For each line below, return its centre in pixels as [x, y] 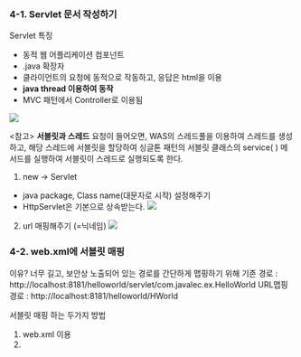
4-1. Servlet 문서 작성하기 [63, 14]
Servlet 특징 [31, 36]
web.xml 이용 [47, 334]
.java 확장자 [43, 66]
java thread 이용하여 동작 [68, 89]
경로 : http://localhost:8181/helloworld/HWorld [94, 296]
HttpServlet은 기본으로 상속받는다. [84, 207]
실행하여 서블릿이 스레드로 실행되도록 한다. [108, 159]
